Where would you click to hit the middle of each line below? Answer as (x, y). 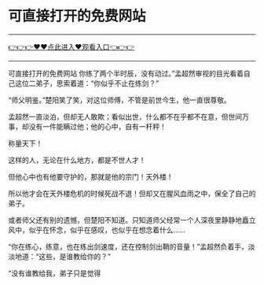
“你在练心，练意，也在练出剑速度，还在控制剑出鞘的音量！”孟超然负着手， (128, 246)
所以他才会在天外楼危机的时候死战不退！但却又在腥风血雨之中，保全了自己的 (132, 193)
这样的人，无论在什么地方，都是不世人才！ (77, 160)
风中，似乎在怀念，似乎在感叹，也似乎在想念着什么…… (97, 230)
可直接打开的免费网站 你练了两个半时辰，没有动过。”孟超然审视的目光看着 (126, 73)
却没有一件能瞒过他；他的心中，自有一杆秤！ (94, 126)
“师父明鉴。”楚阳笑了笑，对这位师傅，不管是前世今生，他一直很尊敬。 (120, 100)
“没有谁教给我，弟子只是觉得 (55, 273)
